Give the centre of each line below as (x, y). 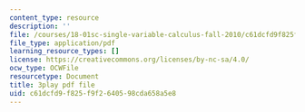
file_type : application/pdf (63, 43)
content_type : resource (54, 18)
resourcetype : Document (54, 77)
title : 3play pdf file (52, 85)
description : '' (40, 26)
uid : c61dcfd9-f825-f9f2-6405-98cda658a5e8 (93, 93)
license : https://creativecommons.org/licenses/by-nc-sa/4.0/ (129, 60)
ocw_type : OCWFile (44, 69)
